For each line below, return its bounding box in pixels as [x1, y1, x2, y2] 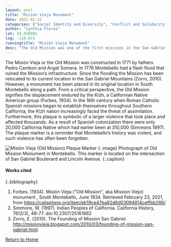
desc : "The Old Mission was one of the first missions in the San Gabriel [5, 45, 167, 50]
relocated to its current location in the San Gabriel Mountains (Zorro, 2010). [5, 75, 163, 81]
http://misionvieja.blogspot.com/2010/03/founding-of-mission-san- [12, 221, 155, 227]
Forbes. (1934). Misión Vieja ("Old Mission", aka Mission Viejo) [12, 188, 144, 195]
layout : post [5, 7, 33, 13]
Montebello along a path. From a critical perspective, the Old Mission [5, 86, 150, 92]
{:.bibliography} [5, 179, 38, 185]
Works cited [5, 168, 32, 174]
